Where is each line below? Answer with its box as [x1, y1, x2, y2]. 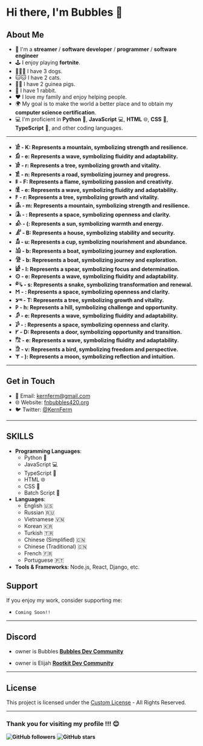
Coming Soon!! [14, 610, 51, 616]
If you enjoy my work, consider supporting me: [6, 596, 123, 604]
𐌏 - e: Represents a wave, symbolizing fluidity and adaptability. [14, 272, 178, 280]
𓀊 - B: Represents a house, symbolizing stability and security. [14, 229, 175, 236]
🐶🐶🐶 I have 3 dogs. [14, 68, 63, 74]
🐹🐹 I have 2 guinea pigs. [14, 81, 76, 87]
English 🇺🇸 [24, 502, 54, 509]
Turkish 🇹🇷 [24, 529, 54, 536]
